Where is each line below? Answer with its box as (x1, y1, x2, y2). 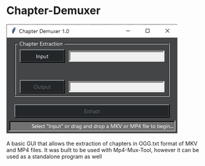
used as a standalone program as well (6, 153, 102, 160)
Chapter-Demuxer (6, 4, 101, 18)
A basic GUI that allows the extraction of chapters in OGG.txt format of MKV (6, 140, 198, 147)
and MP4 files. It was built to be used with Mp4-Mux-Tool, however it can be (6, 146, 199, 153)
